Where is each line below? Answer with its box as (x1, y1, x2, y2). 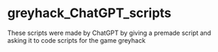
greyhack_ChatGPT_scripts (7, 5, 172, 21)
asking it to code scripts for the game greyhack (7, 36, 146, 44)
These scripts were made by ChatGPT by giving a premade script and (7, 28, 212, 37)
